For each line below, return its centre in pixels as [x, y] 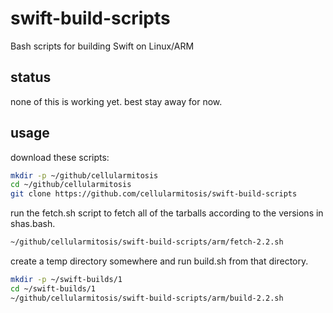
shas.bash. [33, 224]
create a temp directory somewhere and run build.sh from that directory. [159, 261]
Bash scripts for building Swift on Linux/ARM [102, 46]
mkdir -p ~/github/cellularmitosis [84, 175]
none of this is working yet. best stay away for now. [116, 101]
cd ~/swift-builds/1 [53, 288]
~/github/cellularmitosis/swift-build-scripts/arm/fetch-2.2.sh [147, 242]
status [31, 77]
